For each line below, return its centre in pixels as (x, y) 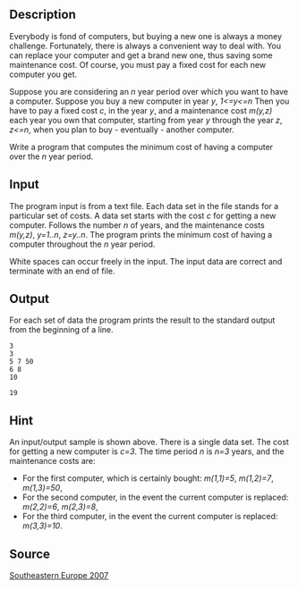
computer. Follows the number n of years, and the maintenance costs (137, 225)
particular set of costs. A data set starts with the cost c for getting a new (143, 215)
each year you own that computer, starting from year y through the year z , (146, 120)
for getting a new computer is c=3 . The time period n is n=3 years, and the (147, 451)
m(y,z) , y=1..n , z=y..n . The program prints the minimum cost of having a (141, 234)
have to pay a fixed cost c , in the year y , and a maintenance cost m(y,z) (141, 110)
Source (30, 554)
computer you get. (43, 74)
